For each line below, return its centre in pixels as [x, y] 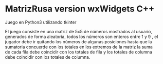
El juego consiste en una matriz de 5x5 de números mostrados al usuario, [79, 31]
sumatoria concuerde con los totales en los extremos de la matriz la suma [79, 47]
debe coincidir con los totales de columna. [48, 57]
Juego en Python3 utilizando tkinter [41, 22]
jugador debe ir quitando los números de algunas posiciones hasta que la [79, 41]
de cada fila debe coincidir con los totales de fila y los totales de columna [79, 52]
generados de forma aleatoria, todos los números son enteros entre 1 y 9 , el [81, 37]
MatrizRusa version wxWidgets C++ [80, 9]
